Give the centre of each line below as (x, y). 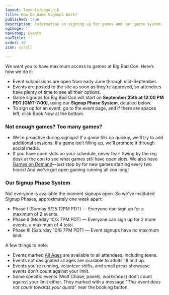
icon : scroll (19, 47)
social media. (26, 148)
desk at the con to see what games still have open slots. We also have (85, 159)
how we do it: (19, 72)
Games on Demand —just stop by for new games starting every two (82, 164)
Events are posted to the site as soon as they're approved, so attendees (87, 87)
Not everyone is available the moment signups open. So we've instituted (80, 194)
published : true (22, 19)
